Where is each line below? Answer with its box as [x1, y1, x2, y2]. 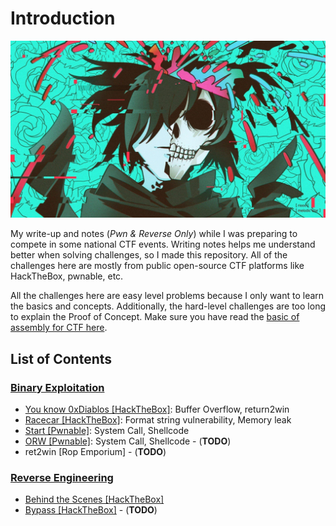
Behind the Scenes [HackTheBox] [24, 493, 165, 506]
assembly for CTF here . [10, 322, 108, 334]
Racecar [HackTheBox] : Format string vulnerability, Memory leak [24, 414, 292, 426]
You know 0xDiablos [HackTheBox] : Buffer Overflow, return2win [24, 403, 290, 416]
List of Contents [10, 350, 113, 367]
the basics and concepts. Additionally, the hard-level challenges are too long [10, 300, 326, 312]
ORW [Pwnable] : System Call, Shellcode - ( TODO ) [24, 435, 232, 447]
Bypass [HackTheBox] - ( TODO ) [24, 504, 158, 516]
